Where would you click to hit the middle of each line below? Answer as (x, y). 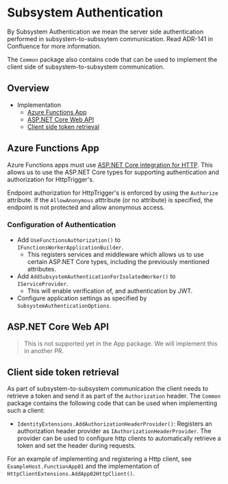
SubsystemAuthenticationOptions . (64, 305)
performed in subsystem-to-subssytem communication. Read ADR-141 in (110, 38)
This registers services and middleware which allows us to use (115, 254)
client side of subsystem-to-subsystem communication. (86, 66)
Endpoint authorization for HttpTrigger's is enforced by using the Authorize (113, 193)
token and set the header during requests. (76, 446)
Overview (28, 88)
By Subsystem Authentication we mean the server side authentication (105, 32)
